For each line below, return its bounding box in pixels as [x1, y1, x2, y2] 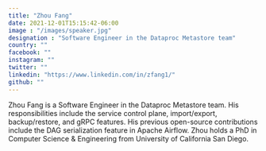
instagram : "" [8, 56, 56, 64]
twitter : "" [8, 64, 48, 72]
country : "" [8, 41, 48, 49]
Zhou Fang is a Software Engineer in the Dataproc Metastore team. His [8, 100, 240, 110]
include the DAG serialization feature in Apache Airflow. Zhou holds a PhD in [8, 125, 257, 135]
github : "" [8, 78, 44, 86]
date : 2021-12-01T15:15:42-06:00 [8, 19, 119, 27]
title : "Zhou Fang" [8, 11, 73, 20]
